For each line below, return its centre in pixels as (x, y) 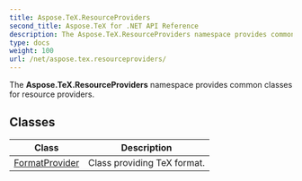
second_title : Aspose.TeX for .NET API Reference (104, 26)
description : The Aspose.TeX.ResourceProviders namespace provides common (152, 34)
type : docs (30, 43)
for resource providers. (52, 94)
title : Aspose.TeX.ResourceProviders (80, 17)
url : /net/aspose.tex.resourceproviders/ (88, 59)
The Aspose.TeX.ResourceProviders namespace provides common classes (151, 85)
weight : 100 (31, 51)
